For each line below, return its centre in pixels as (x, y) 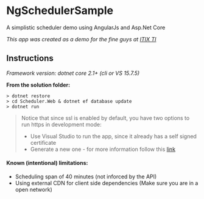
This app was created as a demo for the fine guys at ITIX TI (81, 39)
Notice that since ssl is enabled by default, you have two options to (105, 118)
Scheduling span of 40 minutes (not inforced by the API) (86, 176)
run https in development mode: (61, 124)
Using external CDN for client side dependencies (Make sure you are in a (107, 183)
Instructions (30, 58)
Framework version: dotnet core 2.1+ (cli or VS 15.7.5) (73, 73)
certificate (43, 142)
